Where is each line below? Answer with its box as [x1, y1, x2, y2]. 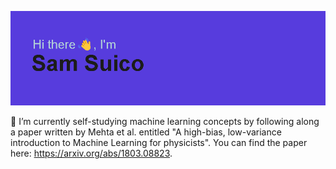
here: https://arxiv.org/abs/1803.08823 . [10, 147, 173, 160]
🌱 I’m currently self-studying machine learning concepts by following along [10, 116, 320, 128]
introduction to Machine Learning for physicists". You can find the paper [10, 137, 308, 149]
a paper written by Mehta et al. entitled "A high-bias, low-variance [10, 126, 282, 138]
